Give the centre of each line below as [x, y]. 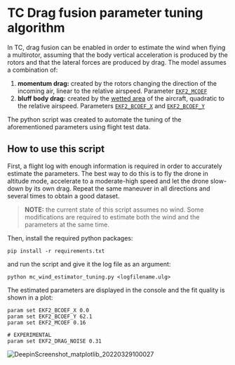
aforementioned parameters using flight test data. [79, 127]
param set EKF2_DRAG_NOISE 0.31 [54, 341]
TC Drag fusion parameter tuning [105, 13]
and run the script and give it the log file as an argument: [89, 264]
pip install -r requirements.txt [56, 251]
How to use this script [56, 149]
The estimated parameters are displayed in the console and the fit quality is [116, 290]
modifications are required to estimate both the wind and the [112, 217]
